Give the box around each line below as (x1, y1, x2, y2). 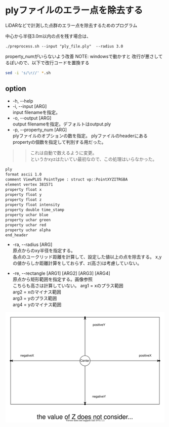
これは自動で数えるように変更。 (30, 150, 97, 156)
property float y (5, 192, 42, 197)
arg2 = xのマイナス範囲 (12, 289, 62, 295)
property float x (5, 187, 42, 192)
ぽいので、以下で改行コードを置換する (9, 59, 90, 66)
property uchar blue (5, 212, 49, 218)
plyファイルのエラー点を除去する (5, 5, 143, 16)
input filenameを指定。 (12, 109, 61, 115)
